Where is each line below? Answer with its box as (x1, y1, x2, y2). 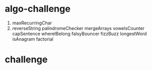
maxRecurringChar (12, 20, 52, 26)
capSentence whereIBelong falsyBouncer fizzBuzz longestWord (12, 30, 147, 37)
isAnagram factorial (12, 36, 54, 42)
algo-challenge (5, 3, 71, 15)
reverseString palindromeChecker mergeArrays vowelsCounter (12, 25, 145, 31)
